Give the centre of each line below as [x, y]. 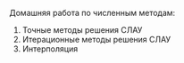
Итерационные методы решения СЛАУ [96, 39]
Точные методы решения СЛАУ [82, 30]
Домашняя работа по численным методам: [92, 13]
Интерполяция [50, 49]
